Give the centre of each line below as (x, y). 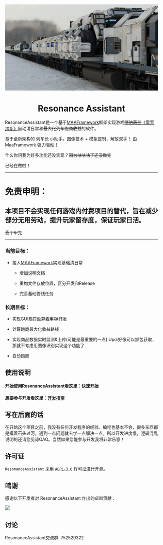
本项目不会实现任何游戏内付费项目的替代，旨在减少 (81, 211)
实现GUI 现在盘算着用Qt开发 (39, 319)
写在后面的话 (24, 415)
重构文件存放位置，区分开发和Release (57, 283)
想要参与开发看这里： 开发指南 (35, 398)
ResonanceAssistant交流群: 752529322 (44, 537)
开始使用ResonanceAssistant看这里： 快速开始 (52, 386)
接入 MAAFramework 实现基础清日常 (47, 262)
